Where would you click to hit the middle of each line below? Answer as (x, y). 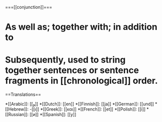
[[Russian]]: (17, 115)
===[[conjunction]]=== (29, 7)
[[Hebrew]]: (17, 109)
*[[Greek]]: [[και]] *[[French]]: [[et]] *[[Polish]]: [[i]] (93, 109)
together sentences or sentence (72, 70)
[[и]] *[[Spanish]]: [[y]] (53, 115)
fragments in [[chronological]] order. (81, 81)
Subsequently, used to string (66, 60)
